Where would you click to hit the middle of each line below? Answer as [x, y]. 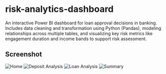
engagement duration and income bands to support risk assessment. [76, 39]
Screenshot [24, 54]
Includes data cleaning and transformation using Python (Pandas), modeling [83, 28]
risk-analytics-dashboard [59, 9]
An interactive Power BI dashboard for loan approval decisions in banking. [81, 23]
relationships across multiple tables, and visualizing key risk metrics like [79, 33]
